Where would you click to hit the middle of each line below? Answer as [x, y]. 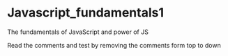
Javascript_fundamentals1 [85, 13]
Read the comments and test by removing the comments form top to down [114, 45]
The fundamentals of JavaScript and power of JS [78, 32]
